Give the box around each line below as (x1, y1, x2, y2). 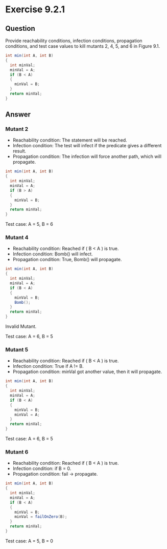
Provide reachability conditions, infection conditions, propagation (5, 37, 142, 44)
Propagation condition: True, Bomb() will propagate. (12, 257, 122, 263)
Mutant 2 (5, 126, 29, 133)
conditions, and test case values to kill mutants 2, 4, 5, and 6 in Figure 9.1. (5, 43, 160, 49)
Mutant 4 (5, 234, 29, 241)
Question (5, 24, 35, 33)
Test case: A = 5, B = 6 (5, 221, 54, 227)
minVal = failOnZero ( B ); (14, 514, 67, 519)
